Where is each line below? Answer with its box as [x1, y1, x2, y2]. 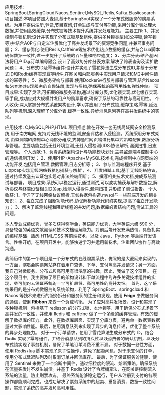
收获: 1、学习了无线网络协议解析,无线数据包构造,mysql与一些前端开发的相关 [5, 192, 158, 197]
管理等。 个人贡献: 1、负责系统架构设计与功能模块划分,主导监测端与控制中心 [5, 149, 158, 155]
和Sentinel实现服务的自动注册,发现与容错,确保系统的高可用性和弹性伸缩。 [5, 83, 153, 89]
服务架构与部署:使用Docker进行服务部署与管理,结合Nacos [43, 77, 160, 83]
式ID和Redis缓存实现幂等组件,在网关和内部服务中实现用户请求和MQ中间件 [5, 71, 154, 77]
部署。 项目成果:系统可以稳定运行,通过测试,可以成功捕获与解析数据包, [13, 180, 154, 185]
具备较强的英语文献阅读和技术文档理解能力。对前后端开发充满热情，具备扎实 [5, 227, 160, 232]
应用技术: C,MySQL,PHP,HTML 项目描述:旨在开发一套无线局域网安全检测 [5, 124, 152, 130]
